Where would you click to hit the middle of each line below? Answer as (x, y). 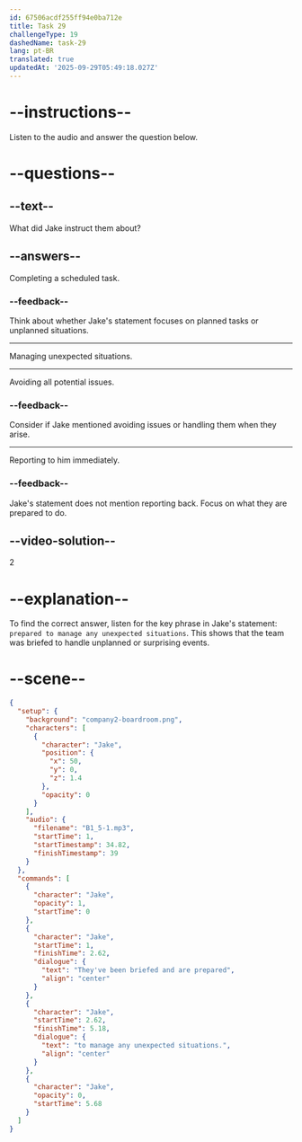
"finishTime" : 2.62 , (71, 953)
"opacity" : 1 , (60, 904)
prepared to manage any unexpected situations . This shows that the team (147, 633)
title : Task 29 (38, 26)
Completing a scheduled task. (64, 278)
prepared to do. (38, 512)
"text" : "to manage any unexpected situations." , (136, 1046)
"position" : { (68, 753)
